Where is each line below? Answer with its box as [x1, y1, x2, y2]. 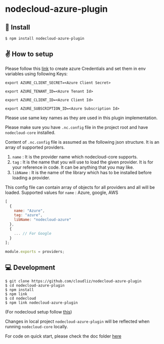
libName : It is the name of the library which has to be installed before [12, 169, 152, 175]
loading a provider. [12, 175, 51, 181]
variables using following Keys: [5, 70, 68, 77]
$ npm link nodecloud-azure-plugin [5, 300, 78, 306]
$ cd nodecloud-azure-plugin [5, 283, 65, 288]
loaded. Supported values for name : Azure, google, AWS [5, 189, 119, 195]
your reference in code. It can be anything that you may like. [12, 164, 134, 170]
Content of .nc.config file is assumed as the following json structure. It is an [5, 139, 160, 145]
